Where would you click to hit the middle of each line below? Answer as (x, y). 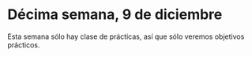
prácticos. (24, 44)
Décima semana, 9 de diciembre (115, 15)
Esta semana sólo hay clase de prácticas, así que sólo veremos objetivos (126, 36)
